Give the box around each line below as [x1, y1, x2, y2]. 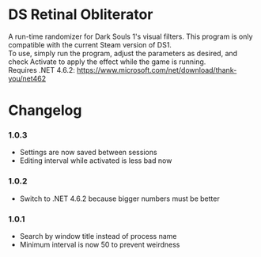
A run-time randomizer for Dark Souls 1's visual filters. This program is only [8, 32, 253, 41]
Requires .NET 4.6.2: [8, 65, 75, 74]
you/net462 [8, 74, 46, 83]
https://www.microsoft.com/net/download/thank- [76, 65, 237, 74]
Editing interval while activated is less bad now [19, 156, 172, 165]
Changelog [8, 101, 82, 119]
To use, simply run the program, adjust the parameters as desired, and [8, 48, 238, 58]
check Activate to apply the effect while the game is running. [8, 57, 206, 66]
